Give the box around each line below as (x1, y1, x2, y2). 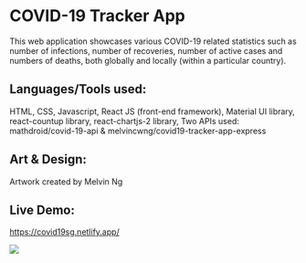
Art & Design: (9, 152, 87, 167)
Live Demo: (9, 202, 75, 217)
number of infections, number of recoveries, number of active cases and (9, 45, 283, 56)
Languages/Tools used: (9, 81, 147, 97)
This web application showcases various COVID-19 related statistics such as (9, 36, 297, 47)
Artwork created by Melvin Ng (9, 175, 123, 187)
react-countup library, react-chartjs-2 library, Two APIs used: (9, 115, 239, 126)
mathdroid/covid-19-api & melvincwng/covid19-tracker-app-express (9, 125, 267, 136)
